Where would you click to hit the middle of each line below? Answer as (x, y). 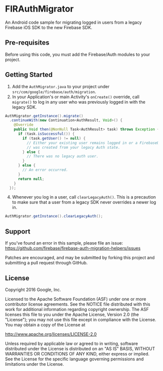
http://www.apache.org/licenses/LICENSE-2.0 (51, 334)
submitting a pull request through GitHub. (46, 263)
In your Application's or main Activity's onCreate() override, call (76, 97)
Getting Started (29, 75)
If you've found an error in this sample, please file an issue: (64, 243)
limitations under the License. (34, 364)
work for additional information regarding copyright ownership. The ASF (77, 309)
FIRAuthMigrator (39, 9)
